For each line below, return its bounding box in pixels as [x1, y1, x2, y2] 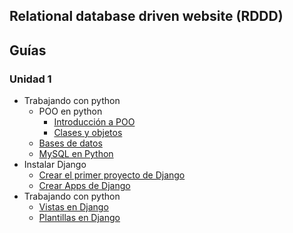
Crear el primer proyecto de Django [38, 169, 186, 181]
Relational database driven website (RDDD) [9, 8, 284, 25]
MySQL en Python [38, 148, 114, 160]
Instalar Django [23, 159, 87, 171]
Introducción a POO [53, 116, 136, 128]
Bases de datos [38, 137, 103, 149]
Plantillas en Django [38, 212, 121, 224]
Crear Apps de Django [38, 180, 131, 192]
